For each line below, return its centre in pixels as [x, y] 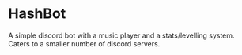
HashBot [37, 14]
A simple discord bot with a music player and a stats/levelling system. [121, 35]
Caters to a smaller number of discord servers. [84, 43]
